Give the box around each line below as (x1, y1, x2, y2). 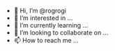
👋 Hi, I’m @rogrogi (13, 7, 66, 14)
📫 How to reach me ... (13, 37, 79, 44)
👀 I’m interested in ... (13, 14, 73, 22)
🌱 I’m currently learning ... (13, 21, 89, 29)
